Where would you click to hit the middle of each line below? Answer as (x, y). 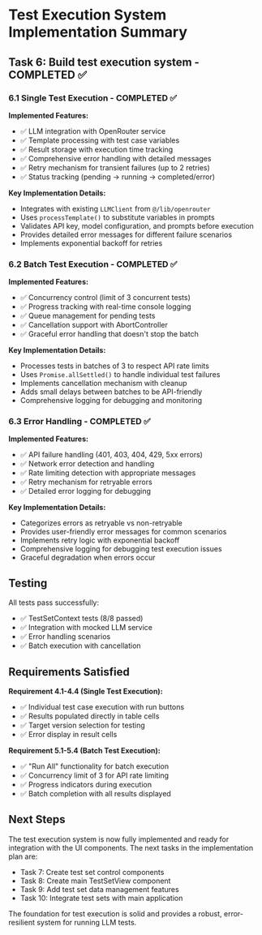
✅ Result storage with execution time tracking (97, 149)
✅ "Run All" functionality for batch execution (94, 766)
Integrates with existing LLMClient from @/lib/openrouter (115, 208)
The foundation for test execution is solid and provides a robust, (115, 913)
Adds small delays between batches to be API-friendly (111, 392)
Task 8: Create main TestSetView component (95, 881)
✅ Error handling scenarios (65, 637)
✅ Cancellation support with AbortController (94, 325)
